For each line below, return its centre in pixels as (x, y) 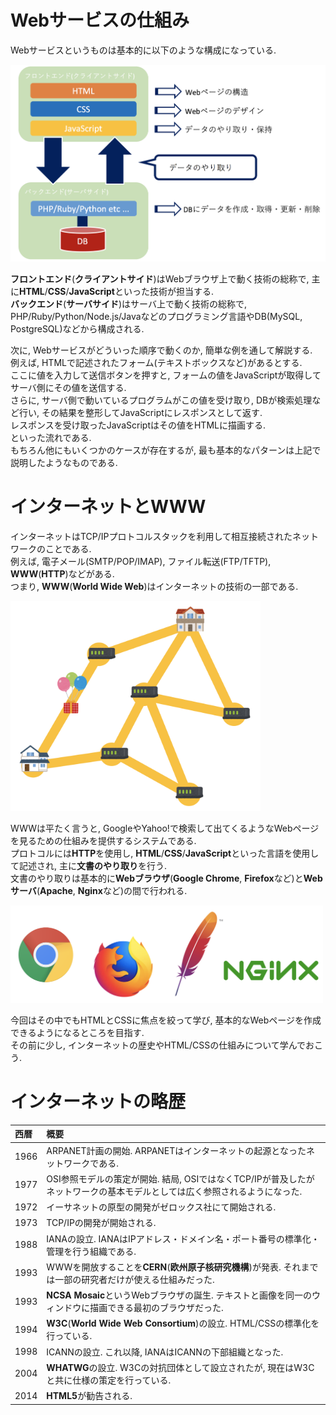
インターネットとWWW (108, 507)
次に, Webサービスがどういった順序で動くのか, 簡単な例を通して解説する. (161, 350)
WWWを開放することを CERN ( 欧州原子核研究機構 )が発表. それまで (182, 1267)
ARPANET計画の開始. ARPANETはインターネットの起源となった (176, 1150)
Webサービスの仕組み (100, 20)
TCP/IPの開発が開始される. (101, 1223)
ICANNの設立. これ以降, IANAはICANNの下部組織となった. (165, 1352)
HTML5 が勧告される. (89, 1396)
